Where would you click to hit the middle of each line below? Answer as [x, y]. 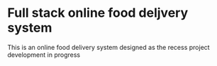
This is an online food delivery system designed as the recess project [109, 47]
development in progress [44, 55]
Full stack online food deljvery [98, 13]
